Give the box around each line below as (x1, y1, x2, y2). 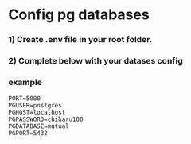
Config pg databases (8, 6, 150, 24)
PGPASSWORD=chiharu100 (8, 115, 84, 124)
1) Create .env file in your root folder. (8, 34, 153, 45)
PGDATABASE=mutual (8, 123, 69, 130)
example (8, 76, 42, 88)
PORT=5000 (8, 95, 41, 103)
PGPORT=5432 (8, 130, 48, 138)
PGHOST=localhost (8, 109, 66, 117)
